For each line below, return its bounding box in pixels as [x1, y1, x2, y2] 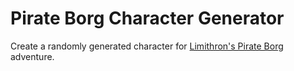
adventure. [10, 50, 55, 62]
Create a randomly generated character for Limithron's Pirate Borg [10, 40, 284, 52]
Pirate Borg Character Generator [10, 7, 285, 30]
